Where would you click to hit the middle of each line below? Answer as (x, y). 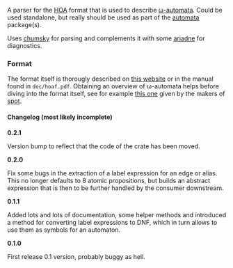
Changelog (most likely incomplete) (60, 117)
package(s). (24, 25)
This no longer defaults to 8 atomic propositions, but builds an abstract (109, 180)
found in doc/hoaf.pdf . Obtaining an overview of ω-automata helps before (113, 86)
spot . (15, 101)
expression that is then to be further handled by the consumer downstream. (115, 188)
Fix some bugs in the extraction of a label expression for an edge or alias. (112, 173)
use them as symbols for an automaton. (64, 230)
